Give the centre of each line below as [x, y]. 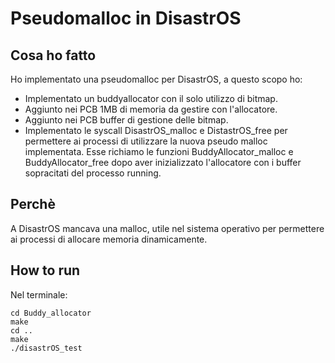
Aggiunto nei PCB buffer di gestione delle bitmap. [126, 120]
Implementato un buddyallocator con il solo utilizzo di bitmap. [151, 98]
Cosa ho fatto [53, 55]
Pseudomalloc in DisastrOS [126, 18]
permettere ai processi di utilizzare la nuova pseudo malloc [146, 141]
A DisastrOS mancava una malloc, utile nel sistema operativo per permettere [167, 228]
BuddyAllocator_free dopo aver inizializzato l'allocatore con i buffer [163, 162]
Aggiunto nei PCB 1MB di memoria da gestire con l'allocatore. [151, 109]
